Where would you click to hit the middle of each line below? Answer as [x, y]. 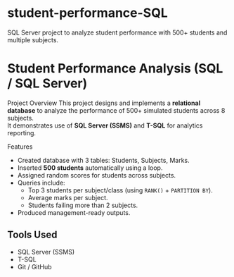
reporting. [22, 133]
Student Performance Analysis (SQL [115, 69]
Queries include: [41, 183]
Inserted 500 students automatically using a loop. [90, 168]
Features [20, 147]
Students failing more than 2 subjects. [83, 205]
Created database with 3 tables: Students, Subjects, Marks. [103, 160]
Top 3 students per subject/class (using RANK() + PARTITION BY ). [120, 190]
